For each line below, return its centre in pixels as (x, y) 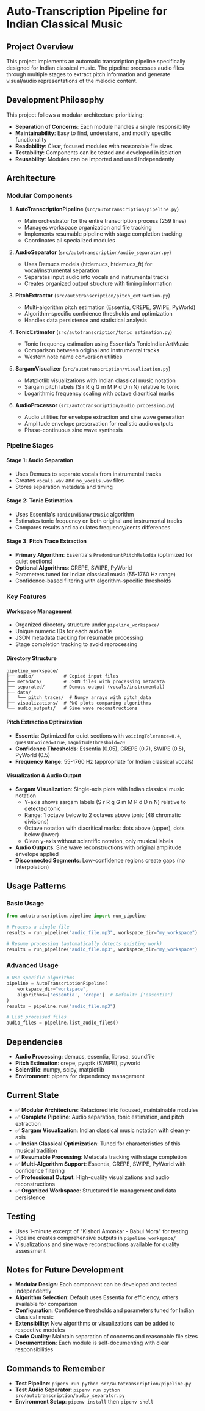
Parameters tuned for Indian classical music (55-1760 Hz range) (95, 575)
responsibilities (34, 1349)
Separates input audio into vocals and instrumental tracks (97, 277)
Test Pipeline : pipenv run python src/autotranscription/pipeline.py (103, 1384)
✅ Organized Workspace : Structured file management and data (95, 1190)
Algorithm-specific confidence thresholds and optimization (98, 313)
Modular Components (39, 195)
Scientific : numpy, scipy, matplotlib (60, 1069)
